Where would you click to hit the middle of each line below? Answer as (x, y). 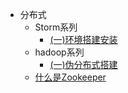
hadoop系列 (59, 52)
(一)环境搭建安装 (83, 39)
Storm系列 (56, 27)
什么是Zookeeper (70, 77)
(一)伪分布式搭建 (83, 64)
